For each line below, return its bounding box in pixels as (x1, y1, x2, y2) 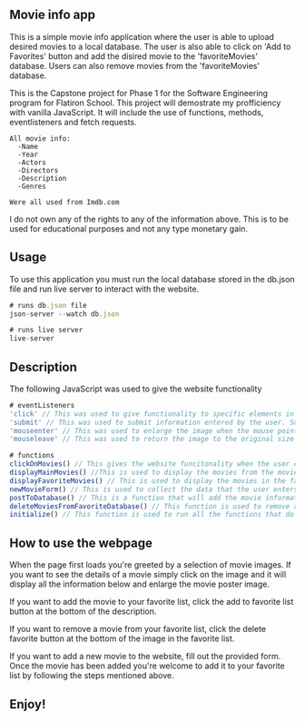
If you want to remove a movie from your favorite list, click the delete (9, 624, 266, 635)
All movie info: (9, 133, 71, 143)
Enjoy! (9, 696, 46, 712)
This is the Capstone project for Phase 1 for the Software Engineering (9, 87, 269, 98)
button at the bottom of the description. (9, 606, 157, 617)
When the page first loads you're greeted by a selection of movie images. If (9, 559, 292, 570)
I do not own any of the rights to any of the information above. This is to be (9, 213, 289, 224)
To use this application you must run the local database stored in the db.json (9, 273, 295, 284)
